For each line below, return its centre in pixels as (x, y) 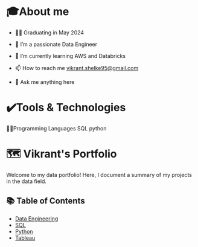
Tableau (25, 238)
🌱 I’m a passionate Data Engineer (56, 44)
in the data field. (27, 181)
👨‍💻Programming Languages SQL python (56, 128)
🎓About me (38, 12)
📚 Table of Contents (46, 201)
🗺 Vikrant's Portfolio (62, 154)
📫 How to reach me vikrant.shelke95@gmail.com (77, 68)
